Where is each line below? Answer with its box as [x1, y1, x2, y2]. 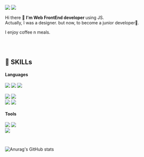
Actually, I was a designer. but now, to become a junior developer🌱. [5, 20, 139, 25]
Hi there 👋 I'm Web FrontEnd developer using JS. [5, 15, 104, 20]
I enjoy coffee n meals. [5, 29, 50, 35]
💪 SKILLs [5, 58, 32, 66]
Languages [5, 71, 28, 78]
